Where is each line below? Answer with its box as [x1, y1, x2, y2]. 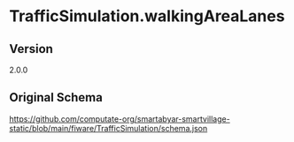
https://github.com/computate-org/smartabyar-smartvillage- [9, 113, 230, 124]
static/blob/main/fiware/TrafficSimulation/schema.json [9, 123, 208, 133]
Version [9, 41, 53, 56]
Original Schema [9, 90, 104, 105]
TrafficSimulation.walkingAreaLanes [9, 6, 285, 26]
